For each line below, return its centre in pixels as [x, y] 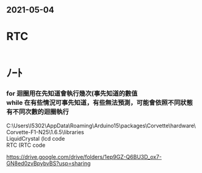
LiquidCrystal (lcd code [36, 138]
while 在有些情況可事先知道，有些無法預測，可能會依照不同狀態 [100, 103]
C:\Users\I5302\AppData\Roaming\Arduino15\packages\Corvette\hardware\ [101, 125]
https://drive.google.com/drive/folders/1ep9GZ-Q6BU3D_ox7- [84, 157]
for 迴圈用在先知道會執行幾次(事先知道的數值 [72, 94]
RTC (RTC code [26, 145]
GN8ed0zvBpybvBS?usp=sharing [49, 163]
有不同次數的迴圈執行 [38, 112]
